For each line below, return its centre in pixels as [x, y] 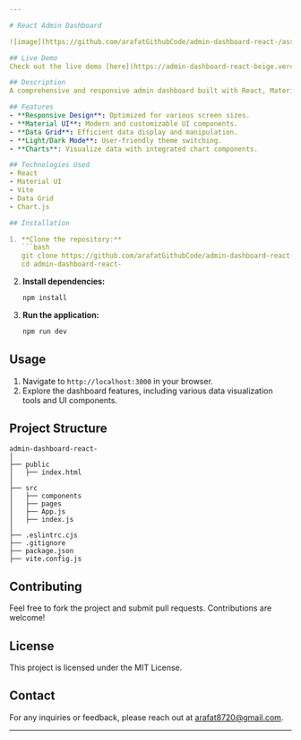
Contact [32, 696]
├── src [24, 489]
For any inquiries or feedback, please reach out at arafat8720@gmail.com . [146, 717]
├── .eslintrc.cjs [43, 535]
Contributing [46, 586]
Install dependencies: [64, 281]
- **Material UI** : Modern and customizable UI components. [124, 123]
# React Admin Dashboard [56, 25]
